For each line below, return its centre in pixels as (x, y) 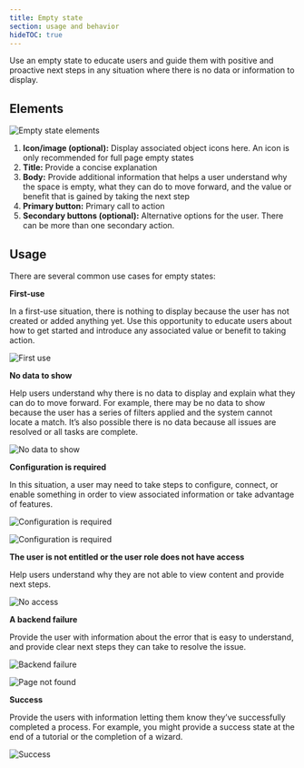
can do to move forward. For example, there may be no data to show (137, 403)
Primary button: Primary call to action (93, 207)
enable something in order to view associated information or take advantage (152, 494)
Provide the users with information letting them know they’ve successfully (147, 717)
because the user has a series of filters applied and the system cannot (141, 412)
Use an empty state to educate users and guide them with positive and (142, 61)
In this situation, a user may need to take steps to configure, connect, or (144, 485)
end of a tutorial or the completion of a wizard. (96, 737)
